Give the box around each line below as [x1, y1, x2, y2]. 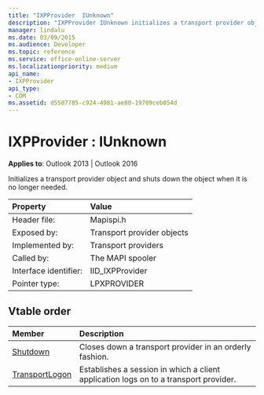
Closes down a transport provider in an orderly [79, 341, 251, 352]
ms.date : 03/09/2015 [8, 33, 76, 42]
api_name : [8, 70, 41, 78]
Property [12, 201, 46, 212]
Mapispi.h [90, 214, 126, 225]
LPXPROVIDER [90, 278, 145, 289]
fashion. [79, 351, 109, 362]
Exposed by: [12, 227, 58, 238]
